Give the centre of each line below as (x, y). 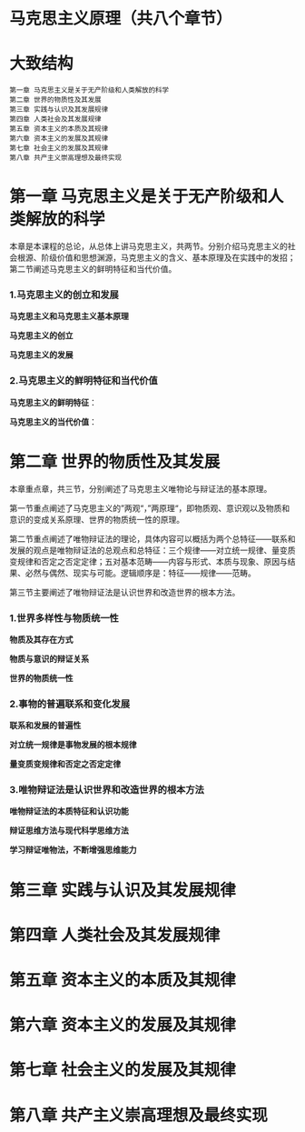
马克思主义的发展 (41, 355)
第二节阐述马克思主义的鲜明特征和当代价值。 (93, 269)
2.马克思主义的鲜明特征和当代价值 (84, 381)
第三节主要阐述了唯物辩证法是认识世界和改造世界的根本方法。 (125, 592)
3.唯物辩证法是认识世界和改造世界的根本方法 (107, 790)
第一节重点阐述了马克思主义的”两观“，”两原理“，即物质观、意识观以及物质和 (150, 508)
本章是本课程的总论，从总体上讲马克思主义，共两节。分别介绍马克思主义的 (148, 246)
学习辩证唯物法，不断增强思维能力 (73, 850)
